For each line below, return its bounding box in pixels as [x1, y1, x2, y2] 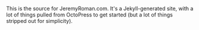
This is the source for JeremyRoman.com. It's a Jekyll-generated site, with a [6, 5, 194, 12]
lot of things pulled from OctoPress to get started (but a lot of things [6, 11, 173, 18]
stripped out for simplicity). [6, 18, 73, 24]
